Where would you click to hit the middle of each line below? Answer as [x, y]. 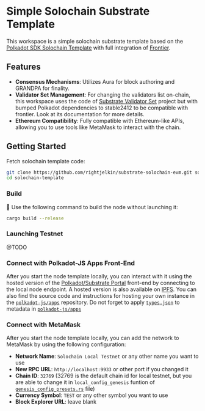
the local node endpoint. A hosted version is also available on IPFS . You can [102, 289]
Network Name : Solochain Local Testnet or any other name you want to [107, 357]
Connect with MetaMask [44, 324]
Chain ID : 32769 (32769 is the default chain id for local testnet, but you [103, 376]
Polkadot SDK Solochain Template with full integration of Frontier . [88, 48]
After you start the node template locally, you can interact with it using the [99, 276]
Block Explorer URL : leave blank [56, 402]
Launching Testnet [35, 234]
